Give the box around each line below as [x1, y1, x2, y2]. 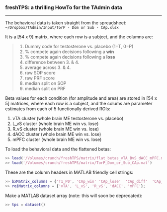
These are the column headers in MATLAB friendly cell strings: [5, 169, 133, 175]
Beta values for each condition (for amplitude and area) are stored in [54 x [5, 95, 158, 101]
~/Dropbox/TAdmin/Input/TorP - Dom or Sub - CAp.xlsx [5, 25, 119, 30]
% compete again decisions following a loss [24, 54, 115, 60]
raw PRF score [24, 75, 55, 81]
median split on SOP [24, 80, 67, 86]
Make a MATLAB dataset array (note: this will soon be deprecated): [5, 193, 143, 199]
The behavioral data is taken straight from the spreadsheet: [5, 20, 127, 26]
